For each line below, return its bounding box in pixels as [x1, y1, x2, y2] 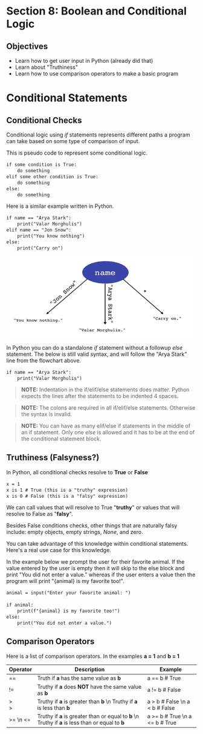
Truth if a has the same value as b [37, 675, 121, 682]
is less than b [37, 704, 71, 711]
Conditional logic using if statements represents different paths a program [6, 131, 190, 138]
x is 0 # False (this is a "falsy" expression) [6, 493, 129, 499]
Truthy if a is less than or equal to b [37, 719, 125, 726]
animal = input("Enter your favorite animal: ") [6, 590, 131, 596]
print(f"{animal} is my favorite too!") [17, 608, 120, 614]
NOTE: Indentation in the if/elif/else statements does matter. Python [21, 385, 190, 393]
